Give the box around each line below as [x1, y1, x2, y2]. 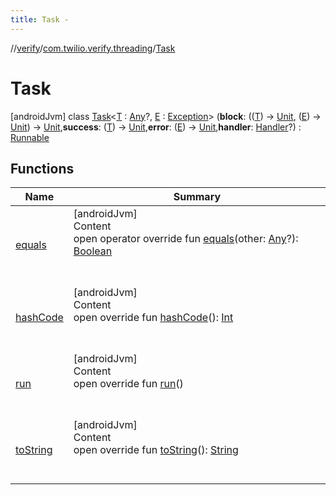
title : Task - [10, 14, 70, 25]
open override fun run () [73, 377, 184, 391]
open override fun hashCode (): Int [73, 311, 234, 325]
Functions [10, 160, 75, 177]
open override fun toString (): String [73, 443, 239, 457]
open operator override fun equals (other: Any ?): [73, 232, 299, 246]
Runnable [10, 131, 50, 143]
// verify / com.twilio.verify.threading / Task [10, 42, 176, 54]
